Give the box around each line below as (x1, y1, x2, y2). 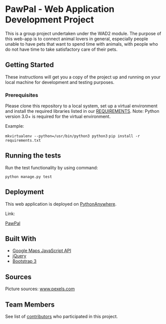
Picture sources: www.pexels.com (5, 286, 75, 292)
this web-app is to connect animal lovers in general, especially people (5, 36, 148, 42)
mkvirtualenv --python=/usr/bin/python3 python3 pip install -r (5, 134, 140, 139)
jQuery (12, 253, 26, 259)
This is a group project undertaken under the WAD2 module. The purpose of (5, 30, 162, 36)
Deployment (5, 188, 44, 196)
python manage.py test (5, 174, 52, 179)
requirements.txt (5, 138, 41, 143)
